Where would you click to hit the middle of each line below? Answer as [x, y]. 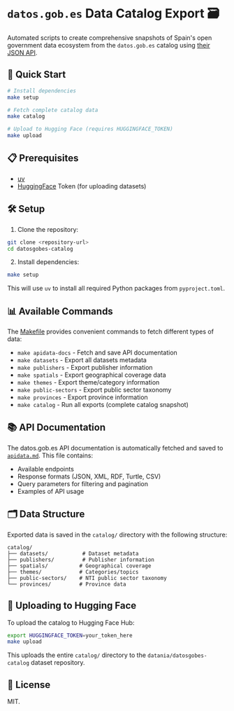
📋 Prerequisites [43, 158]
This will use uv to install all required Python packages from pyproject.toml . [116, 289]
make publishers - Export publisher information [85, 368]
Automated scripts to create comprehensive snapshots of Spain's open [110, 37]
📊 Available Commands [60, 311]
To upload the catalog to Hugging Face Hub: [71, 622]
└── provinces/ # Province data [67, 584]
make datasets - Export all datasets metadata [82, 360]
